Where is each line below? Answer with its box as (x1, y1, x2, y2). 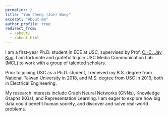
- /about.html (10, 36, 39, 41)
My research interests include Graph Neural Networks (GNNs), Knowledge (5, 90, 160, 96)
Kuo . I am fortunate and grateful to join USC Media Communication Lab (5, 54, 153, 60)
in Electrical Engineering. (5, 80, 57, 86)
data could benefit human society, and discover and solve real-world (5, 100, 148, 106)
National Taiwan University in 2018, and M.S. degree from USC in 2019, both (5, 75, 163, 81)
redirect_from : (5, 26, 37, 31)
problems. (5, 106, 26, 112)
